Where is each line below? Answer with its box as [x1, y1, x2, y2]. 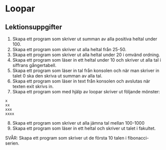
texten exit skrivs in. [12, 83, 54, 89]
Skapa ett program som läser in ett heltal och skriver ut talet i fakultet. [12, 125, 156, 131]
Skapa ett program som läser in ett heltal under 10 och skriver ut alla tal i [12, 57, 161, 63]
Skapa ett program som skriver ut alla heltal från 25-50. [12, 47, 127, 52]
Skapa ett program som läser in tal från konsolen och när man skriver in [12, 68, 160, 74]
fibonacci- [128, 135, 149, 141]
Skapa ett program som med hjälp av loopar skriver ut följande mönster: [12, 89, 161, 94]
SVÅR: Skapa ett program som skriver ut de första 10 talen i [5, 135, 127, 141]
